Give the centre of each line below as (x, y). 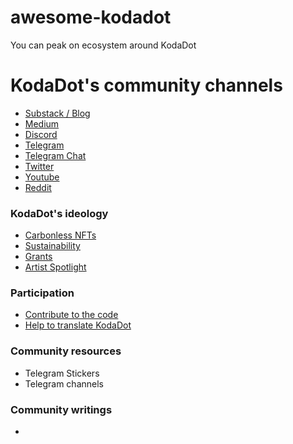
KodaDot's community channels (146, 85)
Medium (42, 123)
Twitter (39, 166)
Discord (41, 134)
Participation (42, 293)
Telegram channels (64, 383)
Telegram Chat (55, 155)
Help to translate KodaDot (78, 325)
